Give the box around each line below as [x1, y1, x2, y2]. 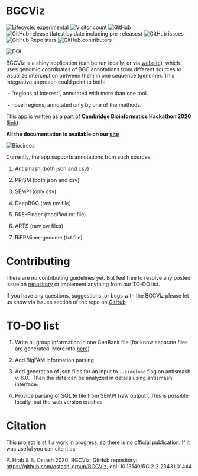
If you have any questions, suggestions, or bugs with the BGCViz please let [6, 292, 189, 299]
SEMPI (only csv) [14, 188, 57, 195]
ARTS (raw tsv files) [14, 222, 64, 229]
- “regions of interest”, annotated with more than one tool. [7, 90, 148, 97]
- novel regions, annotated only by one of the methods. [7, 101, 142, 108]
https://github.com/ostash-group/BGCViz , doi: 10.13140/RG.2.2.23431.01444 [6, 462, 192, 469]
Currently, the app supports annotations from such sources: [6, 153, 152, 161]
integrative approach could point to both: [6, 78, 106, 85]
